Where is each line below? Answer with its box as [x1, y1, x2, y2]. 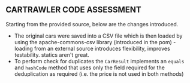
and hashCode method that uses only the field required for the [14, 64, 165, 71]
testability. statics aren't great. [14, 51, 89, 59]
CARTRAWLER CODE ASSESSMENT [5, 5, 141, 15]
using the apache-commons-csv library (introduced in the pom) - [14, 38, 176, 45]
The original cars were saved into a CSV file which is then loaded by [14, 32, 183, 39]
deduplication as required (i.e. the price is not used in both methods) [14, 70, 184, 77]
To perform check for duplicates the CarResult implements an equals [14, 57, 185, 64]
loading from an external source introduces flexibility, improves [14, 45, 170, 52]
